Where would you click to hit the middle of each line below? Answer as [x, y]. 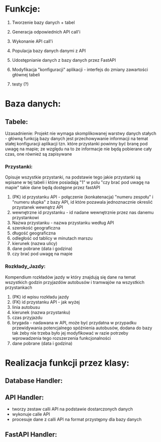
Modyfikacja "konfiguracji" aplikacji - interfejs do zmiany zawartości [80, 70]
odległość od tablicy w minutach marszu [52, 238]
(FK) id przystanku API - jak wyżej [46, 302]
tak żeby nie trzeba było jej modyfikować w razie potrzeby [70, 333]
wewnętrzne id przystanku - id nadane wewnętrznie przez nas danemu [83, 212]
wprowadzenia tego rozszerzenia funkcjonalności [61, 338]
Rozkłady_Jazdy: [25, 266]
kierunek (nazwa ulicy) [35, 244]
